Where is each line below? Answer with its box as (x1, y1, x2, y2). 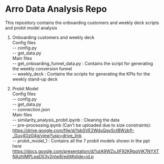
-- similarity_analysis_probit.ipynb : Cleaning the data (12, 117, 120, 123)
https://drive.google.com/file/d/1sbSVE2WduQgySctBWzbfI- (12, 127, 135, 133)
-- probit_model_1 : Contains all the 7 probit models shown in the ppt (12, 137, 150, 143)
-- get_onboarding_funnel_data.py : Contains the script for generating (12, 60, 153, 66)
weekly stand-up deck (12, 76, 58, 82)
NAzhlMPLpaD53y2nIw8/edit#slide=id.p (12, 153, 94, 159)
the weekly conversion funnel (12, 65, 72, 72)
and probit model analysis (5, 25, 57, 30)
